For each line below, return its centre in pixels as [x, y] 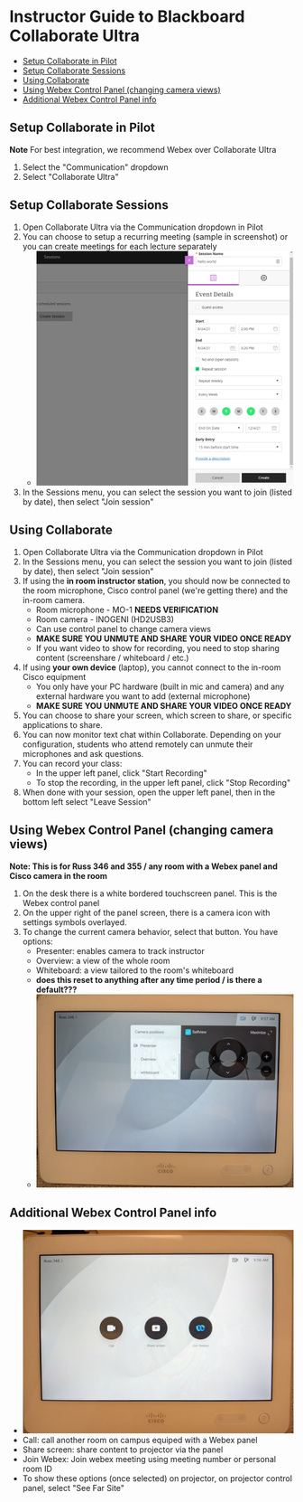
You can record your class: [72, 763]
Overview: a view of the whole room [103, 960]
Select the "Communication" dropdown [95, 167]
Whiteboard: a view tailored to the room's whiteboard [135, 970]
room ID [37, 1469]
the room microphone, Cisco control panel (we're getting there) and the [155, 590]
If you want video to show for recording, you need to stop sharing [157, 647]
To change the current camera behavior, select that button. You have [150, 931]
